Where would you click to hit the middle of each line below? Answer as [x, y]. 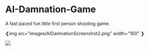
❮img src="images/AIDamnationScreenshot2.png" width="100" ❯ [75, 33]
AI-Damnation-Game [51, 9]
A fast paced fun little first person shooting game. [58, 23]
